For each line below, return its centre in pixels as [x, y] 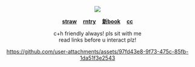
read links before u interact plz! [97, 40]
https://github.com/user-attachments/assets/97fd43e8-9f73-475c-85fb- [97, 52]
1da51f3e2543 [97, 58]
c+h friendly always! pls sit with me [97, 33]
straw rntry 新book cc [97, 21]
